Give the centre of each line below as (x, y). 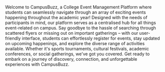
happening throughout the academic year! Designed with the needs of (76, 17)
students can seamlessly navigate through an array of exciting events (76, 12)
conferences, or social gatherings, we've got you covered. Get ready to (78, 54)
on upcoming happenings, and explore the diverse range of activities (75, 43)
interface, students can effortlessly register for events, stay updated (91, 38)
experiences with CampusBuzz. (37, 64)
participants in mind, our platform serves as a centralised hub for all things (81, 23)
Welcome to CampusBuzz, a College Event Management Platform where (78, 7)
